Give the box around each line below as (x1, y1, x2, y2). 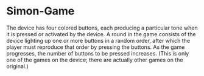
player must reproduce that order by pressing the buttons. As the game (6, 43, 185, 51)
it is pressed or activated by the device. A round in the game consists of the (6, 30, 196, 37)
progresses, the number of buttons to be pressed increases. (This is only (6, 49, 189, 57)
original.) (6, 62, 29, 70)
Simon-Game (6, 4, 75, 18)
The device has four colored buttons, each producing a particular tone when (6, 24, 198, 31)
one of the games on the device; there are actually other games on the (6, 56, 183, 63)
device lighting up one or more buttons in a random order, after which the (6, 37, 191, 44)
